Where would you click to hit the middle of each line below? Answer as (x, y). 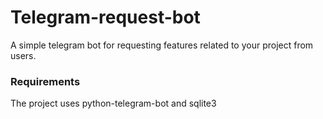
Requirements (45, 81)
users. (23, 55)
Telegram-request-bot (105, 17)
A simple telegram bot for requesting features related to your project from (162, 45)
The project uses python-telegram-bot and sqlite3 (113, 103)
